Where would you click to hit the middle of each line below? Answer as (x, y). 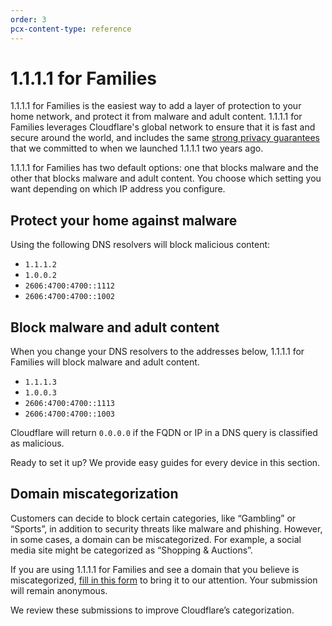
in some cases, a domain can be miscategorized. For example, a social (156, 539)
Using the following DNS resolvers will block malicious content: (140, 245)
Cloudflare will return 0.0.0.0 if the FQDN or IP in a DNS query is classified (164, 433)
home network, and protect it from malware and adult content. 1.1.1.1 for (156, 117)
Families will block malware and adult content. (105, 362)
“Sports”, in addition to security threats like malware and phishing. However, (166, 528)
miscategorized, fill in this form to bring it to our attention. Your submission (164, 580)
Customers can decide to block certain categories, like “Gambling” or (153, 518)
